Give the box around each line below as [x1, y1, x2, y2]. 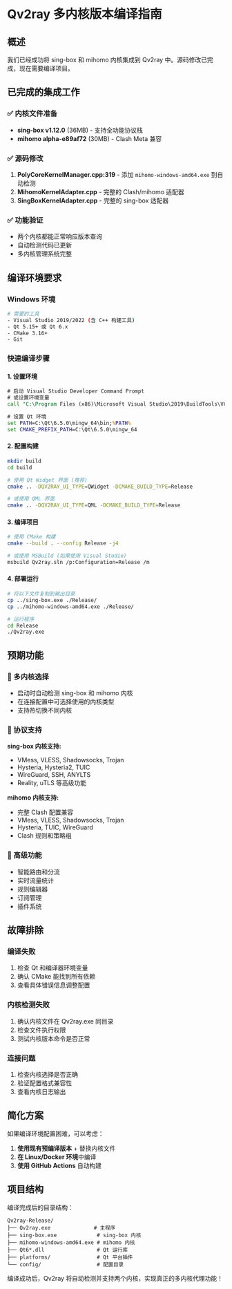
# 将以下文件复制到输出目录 [7, 590, 76, 598]
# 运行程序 [7, 616, 35, 623]
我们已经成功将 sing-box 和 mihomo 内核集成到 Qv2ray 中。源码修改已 [7, 56, 207, 64]
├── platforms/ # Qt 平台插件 [7, 1254, 133, 1261]
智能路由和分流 [17, 867, 60, 876]
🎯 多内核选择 [7, 672, 50, 681]
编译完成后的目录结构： [7, 1203, 74, 1212]
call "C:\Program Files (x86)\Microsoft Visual [7, 401, 147, 408]
